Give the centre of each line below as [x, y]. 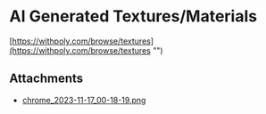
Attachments [46, 79]
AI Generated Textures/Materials [133, 16]
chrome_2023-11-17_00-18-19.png [84, 100]
